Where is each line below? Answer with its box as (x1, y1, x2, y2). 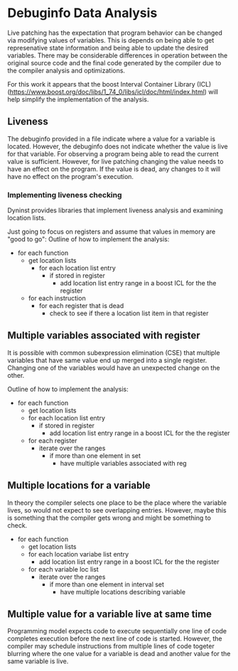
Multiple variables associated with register (7, 329, 200, 342)
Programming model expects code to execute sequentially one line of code (7, 627, 227, 635)
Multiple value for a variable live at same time (7, 609, 212, 621)
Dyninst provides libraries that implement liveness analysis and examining (7, 206, 224, 214)
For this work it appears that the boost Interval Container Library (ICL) (7, 80, 212, 88)
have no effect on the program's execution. (7, 172, 134, 180)
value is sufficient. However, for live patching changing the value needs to (7, 157, 224, 165)
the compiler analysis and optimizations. (7, 66, 126, 75)
